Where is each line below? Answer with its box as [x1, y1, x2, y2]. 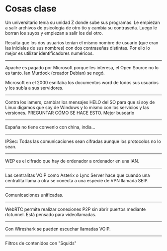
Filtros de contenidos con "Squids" [5, 240, 77, 246]
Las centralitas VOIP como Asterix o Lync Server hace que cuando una [5, 172, 150, 178]
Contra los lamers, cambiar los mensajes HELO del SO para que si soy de [5, 99, 155, 105]
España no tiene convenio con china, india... [5, 124, 95, 130]
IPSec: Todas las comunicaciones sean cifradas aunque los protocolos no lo [5, 138, 162, 144]
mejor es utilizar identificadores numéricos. [5, 50, 94, 56]
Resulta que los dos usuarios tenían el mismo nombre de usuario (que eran [5, 39, 159, 45]
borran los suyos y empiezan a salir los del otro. [5, 30, 103, 36]
